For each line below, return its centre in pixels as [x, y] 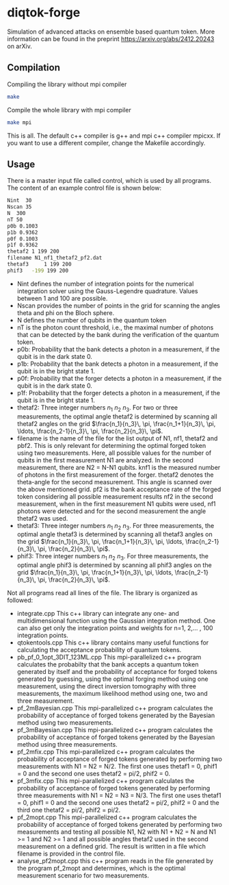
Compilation [33, 67]
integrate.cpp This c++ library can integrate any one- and [98, 614]
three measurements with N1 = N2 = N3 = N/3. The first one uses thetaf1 [119, 795]
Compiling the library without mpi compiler [67, 84]
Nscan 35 [19, 207]
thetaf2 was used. [42, 518]
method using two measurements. [65, 723]
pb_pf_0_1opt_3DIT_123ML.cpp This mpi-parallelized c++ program [109, 657]
